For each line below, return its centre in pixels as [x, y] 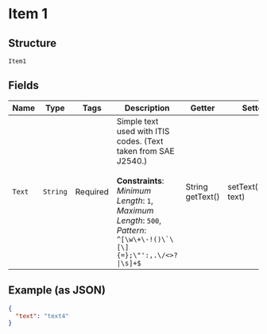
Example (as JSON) [57, 290]
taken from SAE [145, 151]
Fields [24, 85]
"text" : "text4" [42, 316]
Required [92, 191]
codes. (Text [140, 141]
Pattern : [132, 230]
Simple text [137, 121]
